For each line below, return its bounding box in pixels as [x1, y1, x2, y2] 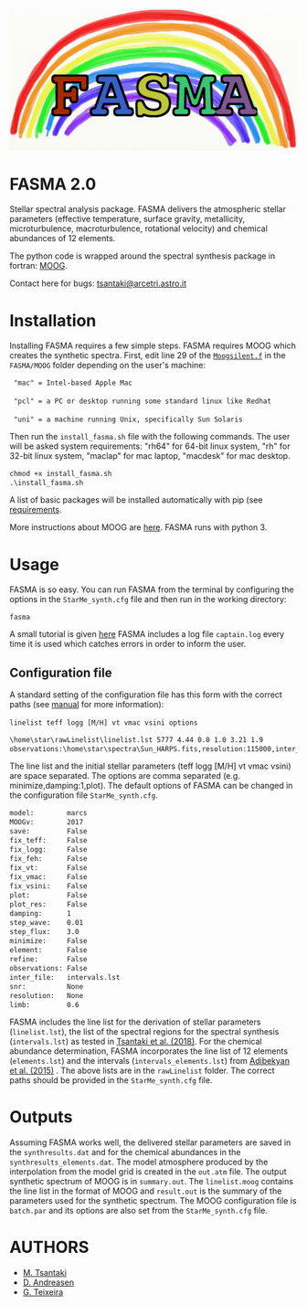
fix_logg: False [9, 845, 89, 855]
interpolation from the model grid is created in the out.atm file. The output [9, 1166, 287, 1177]
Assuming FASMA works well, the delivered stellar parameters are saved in [9, 1137, 291, 1148]
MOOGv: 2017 [9, 818, 84, 827]
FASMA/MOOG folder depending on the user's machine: [9, 360, 206, 371]
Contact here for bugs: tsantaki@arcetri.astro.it [9, 278, 187, 289]
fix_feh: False [9, 855, 89, 864]
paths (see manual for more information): [9, 699, 164, 710]
